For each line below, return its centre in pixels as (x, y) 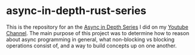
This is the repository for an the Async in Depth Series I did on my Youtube (97, 27)
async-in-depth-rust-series (76, 11)
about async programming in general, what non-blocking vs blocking (90, 39)
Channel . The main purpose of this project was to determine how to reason (98, 33)
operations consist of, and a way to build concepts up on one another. (91, 46)
